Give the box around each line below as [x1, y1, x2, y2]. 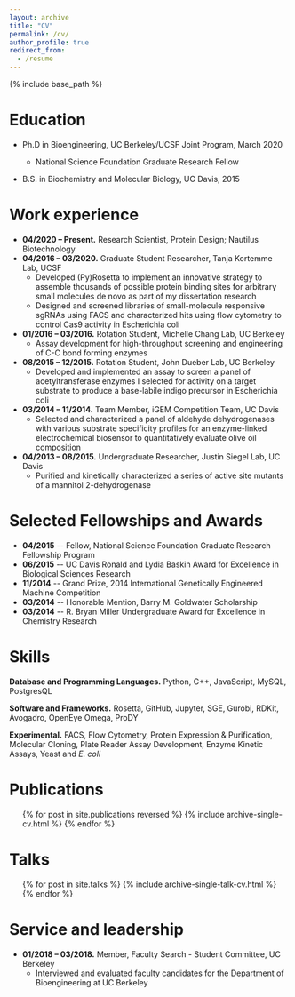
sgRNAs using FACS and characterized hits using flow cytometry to [35, 309, 282, 320]
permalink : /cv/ [9, 29, 69, 38]
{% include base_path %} [9, 79, 103, 89]
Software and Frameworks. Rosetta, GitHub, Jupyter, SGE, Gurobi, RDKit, [9, 703, 280, 714]
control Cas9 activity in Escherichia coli [35, 319, 180, 330]
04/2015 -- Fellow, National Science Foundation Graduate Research [21, 539, 271, 551]
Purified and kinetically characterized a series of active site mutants [35, 470, 284, 481]
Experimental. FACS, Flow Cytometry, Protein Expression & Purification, [9, 730, 273, 740]
